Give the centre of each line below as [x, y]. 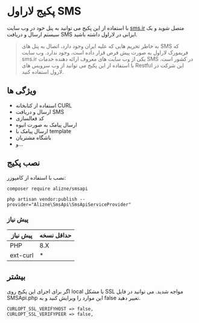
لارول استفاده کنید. [43, 71]
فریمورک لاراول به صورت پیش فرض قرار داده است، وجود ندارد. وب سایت [105, 52]
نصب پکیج [23, 163]
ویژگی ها [22, 91]
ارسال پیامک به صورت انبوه [46, 125]
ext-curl [22, 255]
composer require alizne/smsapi [47, 189]
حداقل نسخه [55, 235]
